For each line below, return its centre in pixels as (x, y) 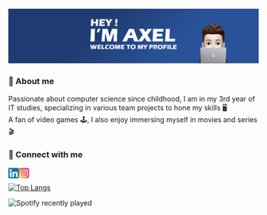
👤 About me (31, 82)
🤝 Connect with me (46, 155)
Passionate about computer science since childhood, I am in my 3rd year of (132, 98)
